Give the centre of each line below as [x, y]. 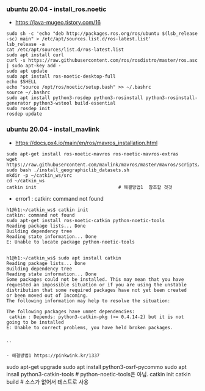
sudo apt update [27, 71]
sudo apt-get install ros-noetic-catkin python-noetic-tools [86, 220]
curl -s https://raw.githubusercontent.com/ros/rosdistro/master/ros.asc [102, 61]
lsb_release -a [26, 45]
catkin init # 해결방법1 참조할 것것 [89, 187]
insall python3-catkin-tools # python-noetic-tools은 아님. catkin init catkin [99, 374]
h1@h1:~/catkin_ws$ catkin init [47, 210]
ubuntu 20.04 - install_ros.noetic [56, 9]
